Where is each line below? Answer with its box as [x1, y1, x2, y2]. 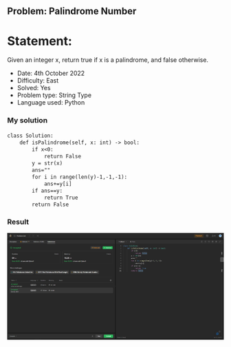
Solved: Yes [16, 84, 51, 92]
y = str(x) [32, 160, 63, 167]
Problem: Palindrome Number [7, 6, 137, 17]
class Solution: [7, 132, 54, 139]
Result [7, 217, 30, 227]
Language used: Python [16, 98, 85, 107]
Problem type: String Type [16, 91, 91, 99]
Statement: [7, 33, 72, 49]
